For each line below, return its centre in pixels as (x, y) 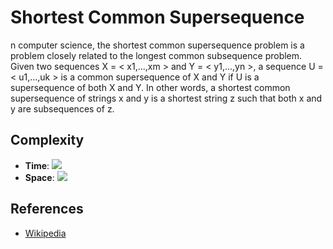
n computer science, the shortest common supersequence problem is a (157, 45)
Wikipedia (45, 233)
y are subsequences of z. (62, 108)
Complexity (47, 140)
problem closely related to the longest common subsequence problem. (156, 55)
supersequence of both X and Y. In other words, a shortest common (150, 87)
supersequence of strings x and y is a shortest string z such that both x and (166, 98)
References (47, 209)
